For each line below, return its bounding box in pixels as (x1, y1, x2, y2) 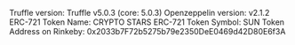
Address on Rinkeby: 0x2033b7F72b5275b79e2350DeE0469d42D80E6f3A (9, 26, 286, 36)
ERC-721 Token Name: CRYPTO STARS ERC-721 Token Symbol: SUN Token (9, 17, 285, 27)
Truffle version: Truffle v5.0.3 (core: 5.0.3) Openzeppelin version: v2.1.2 (9, 8, 270, 18)
